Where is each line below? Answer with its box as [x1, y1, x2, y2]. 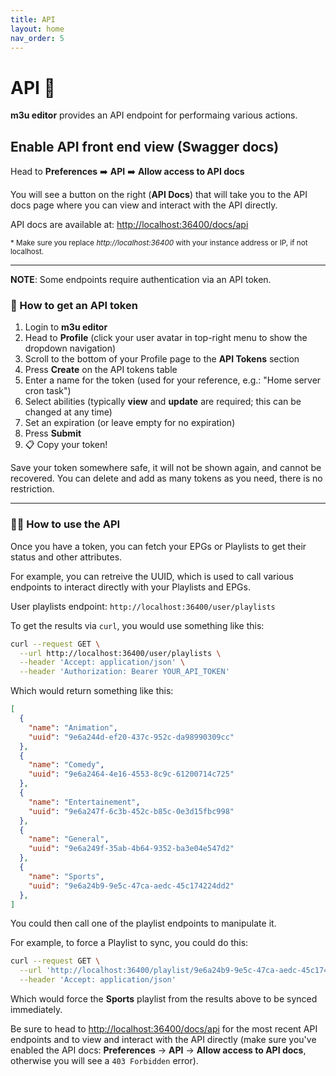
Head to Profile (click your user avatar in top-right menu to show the [24, 332, 308, 344]
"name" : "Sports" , [28, 871, 105, 881]
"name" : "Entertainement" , [28, 797, 141, 807]
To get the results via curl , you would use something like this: [10, 619, 265, 631]
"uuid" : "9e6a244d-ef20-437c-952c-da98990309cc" [28, 732, 235, 742]
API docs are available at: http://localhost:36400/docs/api [10, 219, 249, 231]
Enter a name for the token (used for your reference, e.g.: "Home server [24, 374, 322, 386]
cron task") [24, 385, 72, 397]
